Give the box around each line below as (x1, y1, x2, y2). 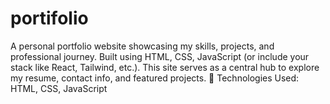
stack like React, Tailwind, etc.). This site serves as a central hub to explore (10, 61, 320, 73)
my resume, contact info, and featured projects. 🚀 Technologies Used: (10, 72, 300, 84)
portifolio (10, 7, 89, 30)
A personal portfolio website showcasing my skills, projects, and (10, 40, 275, 52)
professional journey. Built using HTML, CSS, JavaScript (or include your (10, 50, 310, 62)
